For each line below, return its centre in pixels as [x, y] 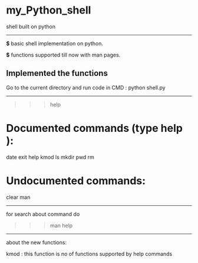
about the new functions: [36, 242]
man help [61, 225]
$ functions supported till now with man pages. [63, 55]
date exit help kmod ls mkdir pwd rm [50, 157]
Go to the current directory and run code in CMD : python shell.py [86, 87]
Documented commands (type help [94, 128]
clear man [18, 197]
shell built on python [31, 26]
